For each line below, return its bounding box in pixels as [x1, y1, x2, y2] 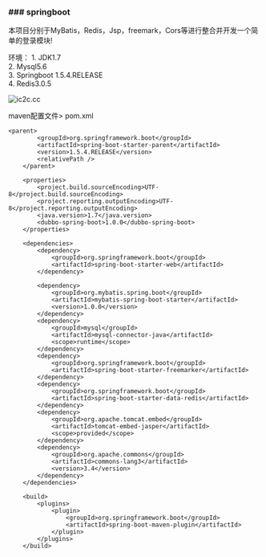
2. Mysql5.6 [8, 62, 47, 72]
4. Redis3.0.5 [8, 79, 52, 88]
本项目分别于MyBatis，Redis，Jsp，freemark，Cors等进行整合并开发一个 [8, 26, 252, 35]
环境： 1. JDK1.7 [8, 53, 62, 63]
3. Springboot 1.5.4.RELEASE [8, 71, 103, 80]
